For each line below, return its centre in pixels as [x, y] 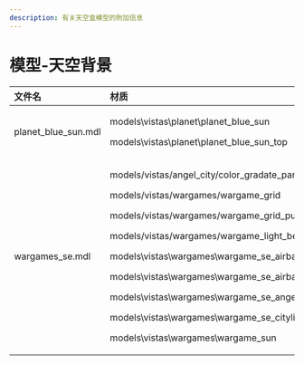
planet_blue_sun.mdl [57, 131]
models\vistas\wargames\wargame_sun [193, 338]
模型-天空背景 [61, 65]
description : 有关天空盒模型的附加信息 [76, 18]
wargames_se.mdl [52, 256]
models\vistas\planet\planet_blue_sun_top [199, 141]
